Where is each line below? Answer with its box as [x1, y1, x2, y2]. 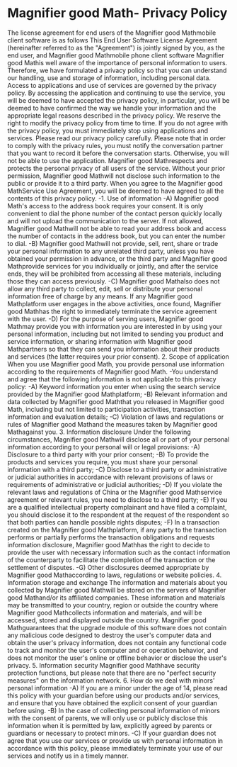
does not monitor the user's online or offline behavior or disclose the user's [7, 654, 227, 662]
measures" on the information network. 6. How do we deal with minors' [7, 676, 215, 685]
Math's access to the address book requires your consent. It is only [7, 201, 204, 210]
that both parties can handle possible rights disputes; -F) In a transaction [7, 517, 220, 526]
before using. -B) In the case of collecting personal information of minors [7, 706, 221, 715]
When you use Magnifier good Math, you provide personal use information [7, 359, 225, 368]
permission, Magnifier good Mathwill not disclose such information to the [7, 172, 221, 180]
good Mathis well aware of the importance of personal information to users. [7, 58, 228, 67]
